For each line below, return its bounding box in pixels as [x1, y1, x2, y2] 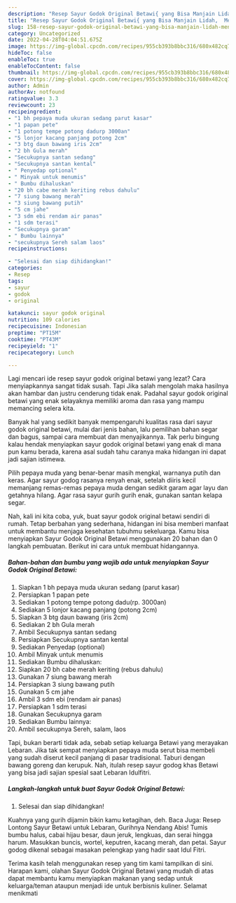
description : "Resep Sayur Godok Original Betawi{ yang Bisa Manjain [8, 10, 216, 18]
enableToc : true [8, 56, 55, 63]
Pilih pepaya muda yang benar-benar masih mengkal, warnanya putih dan [8, 468, 221, 477]
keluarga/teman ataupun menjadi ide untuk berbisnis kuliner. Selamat [8, 882, 207, 890]
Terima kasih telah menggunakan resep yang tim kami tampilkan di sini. [8, 859, 214, 868]
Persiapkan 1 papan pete [18, 591, 90, 599]
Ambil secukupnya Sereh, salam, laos [18, 725, 127, 734]
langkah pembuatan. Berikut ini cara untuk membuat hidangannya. [8, 542, 200, 551]
